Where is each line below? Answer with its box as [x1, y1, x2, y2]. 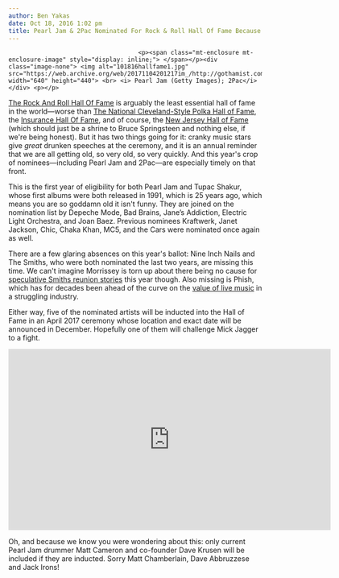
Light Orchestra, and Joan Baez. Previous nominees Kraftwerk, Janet [8, 217, 238, 226]
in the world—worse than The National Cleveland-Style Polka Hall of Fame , [8, 106, 257, 117]
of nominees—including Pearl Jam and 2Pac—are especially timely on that [8, 158, 256, 167]
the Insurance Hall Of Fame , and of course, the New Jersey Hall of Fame [8, 115, 249, 125]
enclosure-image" [8, 56, 67, 64]
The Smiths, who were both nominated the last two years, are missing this [8, 258, 254, 267]
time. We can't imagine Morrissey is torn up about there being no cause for [8, 266, 258, 276]
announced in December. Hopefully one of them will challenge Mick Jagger [8, 324, 259, 334]
